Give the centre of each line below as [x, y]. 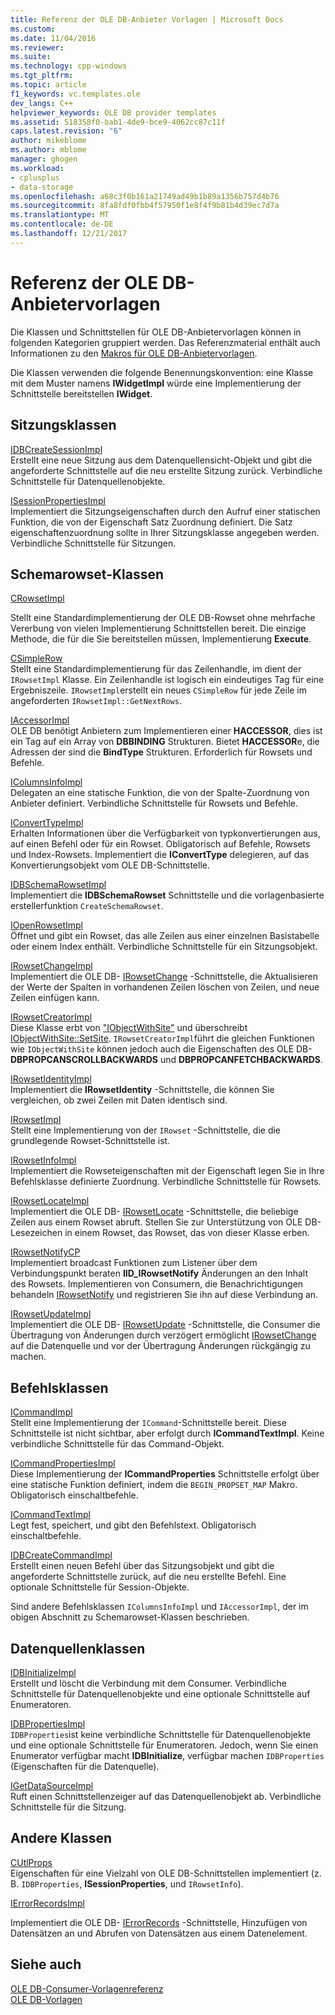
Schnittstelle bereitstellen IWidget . [81, 393]
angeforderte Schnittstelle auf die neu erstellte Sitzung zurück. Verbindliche [166, 470]
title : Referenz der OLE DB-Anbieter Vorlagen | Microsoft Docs [147, 19]
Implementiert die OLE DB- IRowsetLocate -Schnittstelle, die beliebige [154, 1212]
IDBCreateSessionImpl [56, 449]
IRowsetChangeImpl [51, 966]
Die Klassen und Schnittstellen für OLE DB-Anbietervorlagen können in [156, 332]
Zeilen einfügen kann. [55, 998]
